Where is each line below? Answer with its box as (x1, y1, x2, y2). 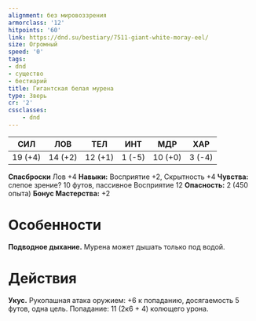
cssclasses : (8, 107, 47, 115)
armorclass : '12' (8, 19, 65, 27)
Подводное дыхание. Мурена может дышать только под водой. (8, 242, 225, 251)
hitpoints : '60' (8, 26, 61, 34)
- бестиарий (8, 77, 47, 85)
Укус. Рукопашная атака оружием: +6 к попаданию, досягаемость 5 (8, 295, 240, 305)
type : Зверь (8, 92, 47, 100)
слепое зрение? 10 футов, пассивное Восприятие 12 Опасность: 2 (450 (8, 180, 249, 189)
